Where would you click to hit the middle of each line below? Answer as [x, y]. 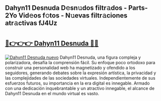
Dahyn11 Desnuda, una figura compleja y [100, 57]
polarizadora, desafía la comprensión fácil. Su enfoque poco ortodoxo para [80, 62]
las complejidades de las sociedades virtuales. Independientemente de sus [80, 78]
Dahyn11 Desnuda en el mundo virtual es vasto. [52, 93]
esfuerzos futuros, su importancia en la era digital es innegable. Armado [77, 83]
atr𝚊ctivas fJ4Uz [31, 23]
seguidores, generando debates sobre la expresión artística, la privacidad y [81, 73]
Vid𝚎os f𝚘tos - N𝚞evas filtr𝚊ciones [73, 16]
